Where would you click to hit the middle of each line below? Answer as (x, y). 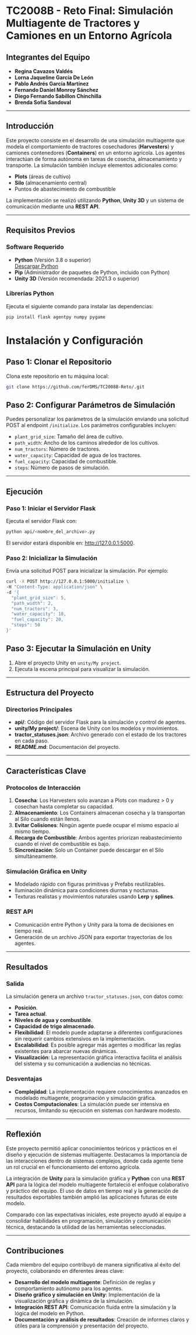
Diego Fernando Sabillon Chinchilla (58, 96)
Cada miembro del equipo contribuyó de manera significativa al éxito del (93, 1265)
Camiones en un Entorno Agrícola (89, 36)
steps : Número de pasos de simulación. (62, 468)
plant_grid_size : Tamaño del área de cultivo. (69, 436)
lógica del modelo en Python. (50, 1313)
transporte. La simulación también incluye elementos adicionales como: (92, 165)
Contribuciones (35, 1250)
